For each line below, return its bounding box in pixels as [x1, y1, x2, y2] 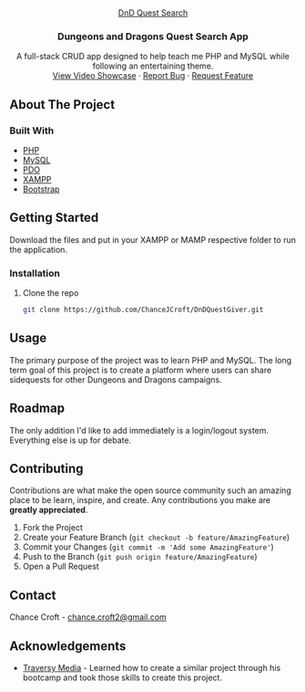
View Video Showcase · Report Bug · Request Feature [52, 70, 254, 81]
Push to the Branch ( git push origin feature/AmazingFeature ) [22, 551, 258, 562]
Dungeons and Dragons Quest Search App [57, 30, 249, 43]
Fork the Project [22, 522, 84, 533]
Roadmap [9, 401, 66, 416]
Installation [9, 267, 61, 279]
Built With [9, 124, 55, 137]
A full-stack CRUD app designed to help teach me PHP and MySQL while [16, 51, 290, 62]
